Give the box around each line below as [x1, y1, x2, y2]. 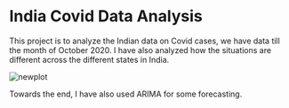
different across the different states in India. [9, 54, 170, 65]
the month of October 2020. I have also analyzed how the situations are [9, 44, 272, 55]
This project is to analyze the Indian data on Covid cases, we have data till [9, 35, 280, 46]
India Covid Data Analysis [9, 6, 203, 27]
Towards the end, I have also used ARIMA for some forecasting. [9, 89, 243, 99]
